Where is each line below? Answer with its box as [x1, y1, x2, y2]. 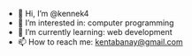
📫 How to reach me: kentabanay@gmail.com [17, 37, 183, 47]
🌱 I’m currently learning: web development [17, 27, 173, 37]
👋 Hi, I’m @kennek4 [17, 9, 89, 18]
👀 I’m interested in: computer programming [17, 17, 174, 28]
